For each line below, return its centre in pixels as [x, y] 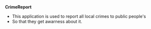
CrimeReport [18, 7]
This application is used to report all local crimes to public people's [79, 16]
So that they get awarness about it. [47, 22]
